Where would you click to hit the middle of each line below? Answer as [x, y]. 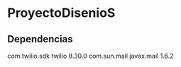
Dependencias [40, 39]
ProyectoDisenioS [61, 13]
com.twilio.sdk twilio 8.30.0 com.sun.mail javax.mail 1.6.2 [90, 56]
